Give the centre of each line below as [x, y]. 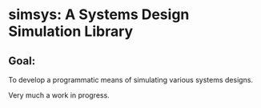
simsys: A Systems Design [99, 15]
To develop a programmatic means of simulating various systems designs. [131, 80]
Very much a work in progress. [59, 95]
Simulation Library [71, 31]
